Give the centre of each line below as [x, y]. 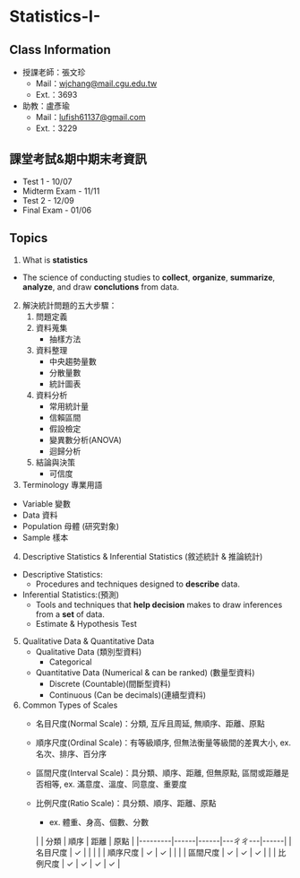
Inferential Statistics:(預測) [70, 595]
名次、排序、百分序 [71, 753]
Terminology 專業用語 [62, 484]
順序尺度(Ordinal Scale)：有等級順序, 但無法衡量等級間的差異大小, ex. [163, 743]
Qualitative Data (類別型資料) [89, 651]
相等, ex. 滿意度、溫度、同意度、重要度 [116, 784]
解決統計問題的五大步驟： [69, 305]
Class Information [60, 50]
